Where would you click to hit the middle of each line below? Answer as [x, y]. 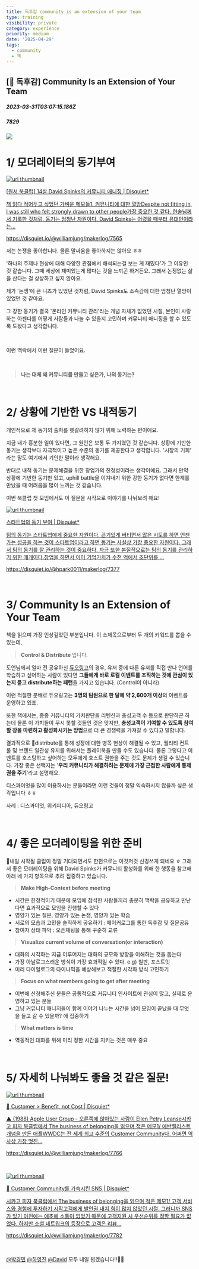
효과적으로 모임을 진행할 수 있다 [62, 908]
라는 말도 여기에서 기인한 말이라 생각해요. [54, 458]
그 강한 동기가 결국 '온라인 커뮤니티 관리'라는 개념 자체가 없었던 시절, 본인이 [93, 311]
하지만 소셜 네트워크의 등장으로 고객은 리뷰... [70, 1224]
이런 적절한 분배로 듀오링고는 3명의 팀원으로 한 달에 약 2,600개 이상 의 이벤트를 [97, 695]
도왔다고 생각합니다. [35, 326]
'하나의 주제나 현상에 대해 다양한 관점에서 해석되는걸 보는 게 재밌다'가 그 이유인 [97, 264]
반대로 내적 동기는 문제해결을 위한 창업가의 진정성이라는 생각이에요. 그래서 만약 [97, 470]
